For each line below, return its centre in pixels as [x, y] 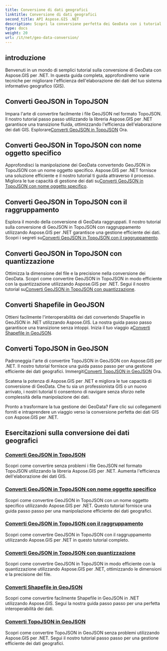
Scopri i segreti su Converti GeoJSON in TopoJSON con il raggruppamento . [82, 238]
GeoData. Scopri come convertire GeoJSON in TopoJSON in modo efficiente [83, 278]
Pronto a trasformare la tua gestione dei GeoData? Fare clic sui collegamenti [83, 406]
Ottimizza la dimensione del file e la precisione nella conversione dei [75, 273]
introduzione [25, 58]
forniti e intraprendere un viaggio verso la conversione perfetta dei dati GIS [82, 412]
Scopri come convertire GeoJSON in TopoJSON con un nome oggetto [77, 500]
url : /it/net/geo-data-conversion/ [42, 38]
